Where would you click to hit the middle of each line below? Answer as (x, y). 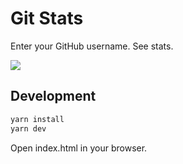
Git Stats (47, 18)
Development (53, 96)
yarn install (37, 119)
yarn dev (28, 128)
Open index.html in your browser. (79, 148)
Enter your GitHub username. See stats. (92, 46)
